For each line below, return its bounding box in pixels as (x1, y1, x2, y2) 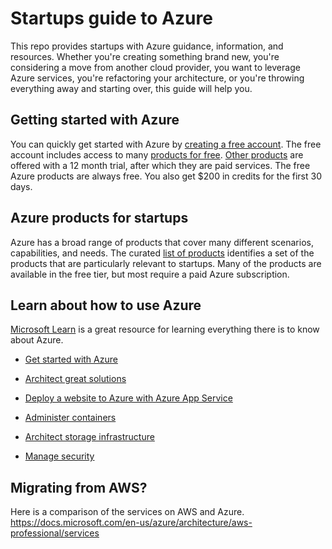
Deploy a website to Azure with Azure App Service (24, 392, 233, 404)
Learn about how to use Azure (10, 297, 202, 314)
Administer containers (24, 412, 117, 424)
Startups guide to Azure (10, 7, 213, 30)
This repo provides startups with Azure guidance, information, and (10, 40, 284, 52)
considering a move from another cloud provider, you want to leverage (10, 61, 301, 73)
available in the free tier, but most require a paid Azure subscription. (10, 268, 290, 280)
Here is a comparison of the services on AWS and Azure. (10, 506, 245, 518)
